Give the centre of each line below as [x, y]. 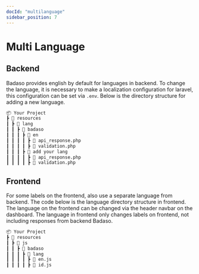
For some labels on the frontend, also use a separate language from [89, 196]
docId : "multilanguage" [36, 12]
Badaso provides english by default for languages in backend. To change [96, 83]
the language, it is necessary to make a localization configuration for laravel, [100, 89]
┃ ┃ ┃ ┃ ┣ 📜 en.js [29, 260]
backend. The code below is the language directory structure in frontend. [96, 202]
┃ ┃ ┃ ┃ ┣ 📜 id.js [29, 265]
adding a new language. [36, 102]
